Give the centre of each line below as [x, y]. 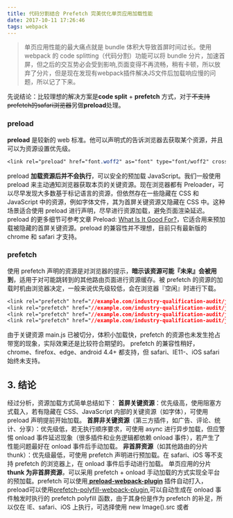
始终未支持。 [25, 361]
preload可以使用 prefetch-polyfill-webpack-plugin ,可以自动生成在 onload [110, 490]
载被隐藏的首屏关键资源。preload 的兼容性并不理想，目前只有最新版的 [107, 228]
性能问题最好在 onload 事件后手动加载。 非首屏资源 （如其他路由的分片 [107, 446]
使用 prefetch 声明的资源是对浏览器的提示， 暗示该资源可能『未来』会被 [109, 271]
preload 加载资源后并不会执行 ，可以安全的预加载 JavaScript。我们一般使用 [114, 176]
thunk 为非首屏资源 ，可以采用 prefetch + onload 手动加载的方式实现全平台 [114, 472]
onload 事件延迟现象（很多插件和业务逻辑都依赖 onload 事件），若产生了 [118, 437]
